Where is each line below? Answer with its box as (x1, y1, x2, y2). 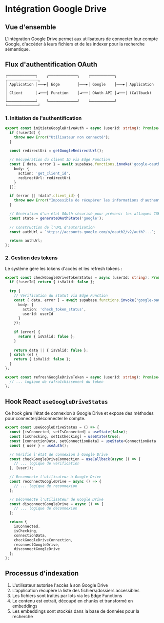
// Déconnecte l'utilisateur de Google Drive (9, 497, 104, 502)
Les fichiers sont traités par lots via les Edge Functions (12, 593, 123, 599)
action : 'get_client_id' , (18, 171, 71, 176)
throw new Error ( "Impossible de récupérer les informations (14, 198, 139, 203)
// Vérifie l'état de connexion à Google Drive (9, 452, 108, 457)
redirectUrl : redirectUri (18, 175, 71, 180)
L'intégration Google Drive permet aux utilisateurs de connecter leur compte (5, 36, 158, 42)
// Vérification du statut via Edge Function (14, 293, 108, 298)
